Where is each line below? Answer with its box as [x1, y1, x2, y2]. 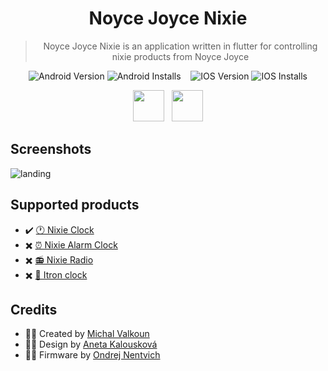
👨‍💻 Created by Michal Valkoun [24, 328, 150, 340]
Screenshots [10, 141, 92, 158]
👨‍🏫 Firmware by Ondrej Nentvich [24, 349, 161, 361]
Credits [10, 301, 58, 318]
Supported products [10, 197, 140, 214]
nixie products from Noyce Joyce [111, 50, 250, 62]
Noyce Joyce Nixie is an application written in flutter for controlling [43, 40, 318, 52]
